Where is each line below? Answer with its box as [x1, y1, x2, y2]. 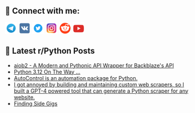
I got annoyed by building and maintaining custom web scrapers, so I [13, 81, 185, 88]
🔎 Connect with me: [5, 6, 80, 16]
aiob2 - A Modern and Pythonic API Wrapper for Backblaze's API [13, 62, 174, 69]
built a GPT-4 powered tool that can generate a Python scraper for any [13, 87, 189, 94]
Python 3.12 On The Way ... [13, 68, 81, 75]
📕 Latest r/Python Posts [5, 46, 95, 56]
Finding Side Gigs [13, 100, 58, 107]
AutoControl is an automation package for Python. [13, 74, 138, 81]
